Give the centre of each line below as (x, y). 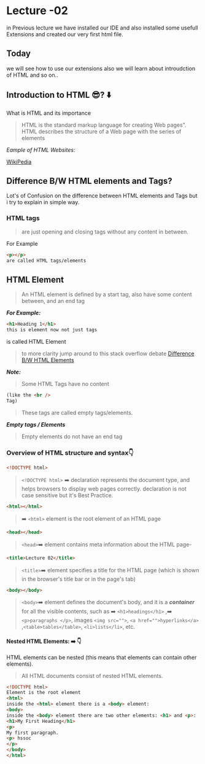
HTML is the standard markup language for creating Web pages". (104, 125)
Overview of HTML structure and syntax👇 (70, 452)
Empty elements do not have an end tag (72, 436)
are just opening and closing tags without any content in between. (105, 232)
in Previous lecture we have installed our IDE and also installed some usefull (102, 28)
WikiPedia (19, 162)
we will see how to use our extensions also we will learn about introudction (101, 68)
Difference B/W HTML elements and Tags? (89, 181)
